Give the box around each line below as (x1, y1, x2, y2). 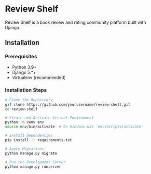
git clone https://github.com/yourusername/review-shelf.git (5, 102, 131, 107)
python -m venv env (5, 120, 44, 125)
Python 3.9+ (12, 64, 37, 70)
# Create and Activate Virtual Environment (5, 115, 94, 120)
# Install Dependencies (5, 133, 53, 138)
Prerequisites (5, 53, 37, 60)
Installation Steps (5, 86, 47, 93)
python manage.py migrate (5, 151, 57, 156)
